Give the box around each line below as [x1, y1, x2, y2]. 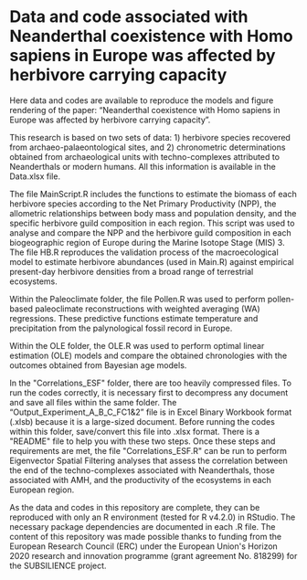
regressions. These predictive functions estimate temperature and [9, 312, 259, 323]
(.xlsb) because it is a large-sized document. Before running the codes [9, 416, 276, 427]
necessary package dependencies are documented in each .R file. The [9, 521, 276, 532]
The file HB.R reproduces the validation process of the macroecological [9, 247, 279, 258]
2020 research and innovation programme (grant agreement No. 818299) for [9, 550, 298, 561]
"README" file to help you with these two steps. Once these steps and [9, 436, 276, 447]
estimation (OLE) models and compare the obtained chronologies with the [9, 350, 288, 361]
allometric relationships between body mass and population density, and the [9, 207, 297, 218]
